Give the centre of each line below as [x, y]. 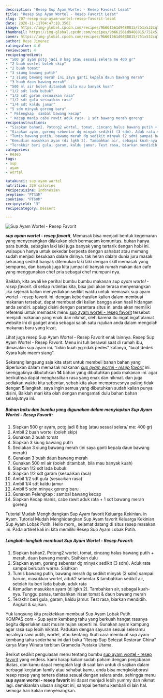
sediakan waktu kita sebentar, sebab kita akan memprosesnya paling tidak [80, 383]
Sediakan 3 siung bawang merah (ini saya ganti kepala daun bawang [81, 447]
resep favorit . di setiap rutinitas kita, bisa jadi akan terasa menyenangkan [78, 286]
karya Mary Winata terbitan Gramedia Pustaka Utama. [59, 645]
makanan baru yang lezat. [31, 328]
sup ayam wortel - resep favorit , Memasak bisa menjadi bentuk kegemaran [81, 236]
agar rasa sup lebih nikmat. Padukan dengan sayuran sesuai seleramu [75, 629]
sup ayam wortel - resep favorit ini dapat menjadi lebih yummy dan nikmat [80, 680]
